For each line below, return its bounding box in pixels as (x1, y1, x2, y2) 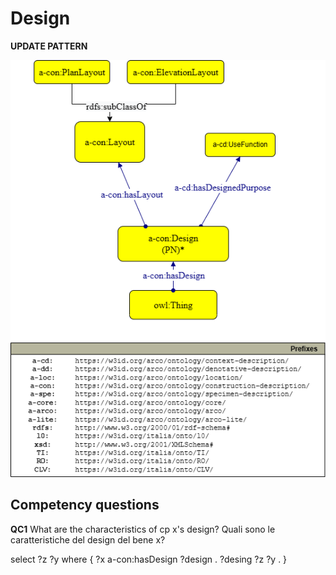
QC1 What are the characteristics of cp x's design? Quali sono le (10, 523, 276, 535)
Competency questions (10, 497, 160, 514)
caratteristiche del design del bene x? (10, 533, 166, 546)
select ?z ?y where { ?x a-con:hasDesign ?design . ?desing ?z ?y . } (10, 553, 288, 565)
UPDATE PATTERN (10, 40, 88, 52)
